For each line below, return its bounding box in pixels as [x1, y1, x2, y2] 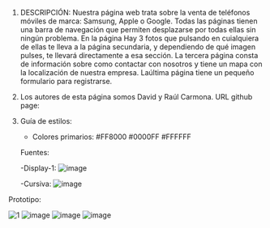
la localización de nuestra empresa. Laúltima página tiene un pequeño [19, 68, 255, 77]
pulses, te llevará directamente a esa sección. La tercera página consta [19, 51, 259, 60]
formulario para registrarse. [19, 77, 113, 86]
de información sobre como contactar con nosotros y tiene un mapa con [19, 59, 263, 69]
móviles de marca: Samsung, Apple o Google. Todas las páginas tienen [19, 16, 258, 26]
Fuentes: [19, 148, 50, 157]
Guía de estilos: [19, 116, 73, 125]
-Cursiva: [19, 179, 52, 188]
